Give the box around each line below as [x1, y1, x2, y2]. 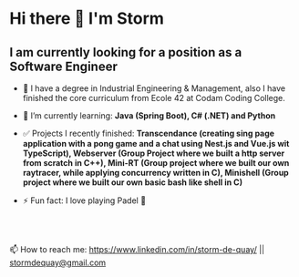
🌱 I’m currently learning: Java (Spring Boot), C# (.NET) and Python [22, 110, 276, 121]
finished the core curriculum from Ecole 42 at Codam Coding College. [22, 93, 285, 103]
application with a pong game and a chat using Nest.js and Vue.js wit [22, 138, 290, 149]
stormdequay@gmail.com [9, 257, 107, 268]
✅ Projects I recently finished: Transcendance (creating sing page [22, 128, 275, 138]
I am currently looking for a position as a [9, 45, 242, 60]
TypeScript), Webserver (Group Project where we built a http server [22, 148, 285, 159]
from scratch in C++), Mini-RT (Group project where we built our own [22, 158, 290, 168]
